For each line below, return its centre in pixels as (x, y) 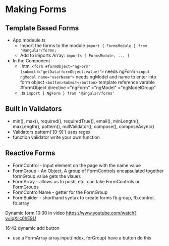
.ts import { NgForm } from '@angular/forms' (67, 93)
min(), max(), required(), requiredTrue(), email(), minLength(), (76, 121)
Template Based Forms (42, 28)
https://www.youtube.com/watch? (101, 213)
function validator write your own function (56, 137)
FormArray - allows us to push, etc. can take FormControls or (76, 181)
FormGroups (25, 187)
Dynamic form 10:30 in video (35, 213)
